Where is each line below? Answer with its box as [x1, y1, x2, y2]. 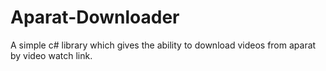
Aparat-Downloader [10, 6, 180, 29]
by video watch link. [10, 49, 93, 61]
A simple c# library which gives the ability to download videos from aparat [10, 39, 317, 51]
